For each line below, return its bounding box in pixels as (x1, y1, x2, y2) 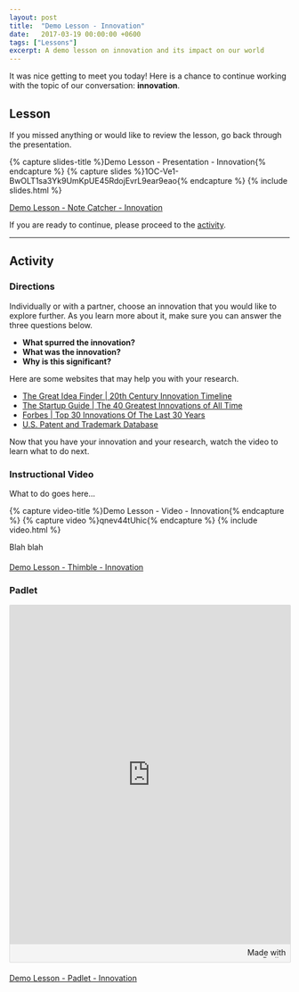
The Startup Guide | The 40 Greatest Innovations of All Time (21, 400, 243, 410)
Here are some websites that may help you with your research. (9, 373, 239, 384)
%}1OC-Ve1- (133, 166, 180, 177)
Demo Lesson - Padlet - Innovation (9, 973, 138, 984)
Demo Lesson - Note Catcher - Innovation (9, 202, 163, 212)
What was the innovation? (21, 346, 122, 357)
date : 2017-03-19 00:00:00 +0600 (9, 29, 141, 38)
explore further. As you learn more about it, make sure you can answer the (9, 310, 282, 321)
